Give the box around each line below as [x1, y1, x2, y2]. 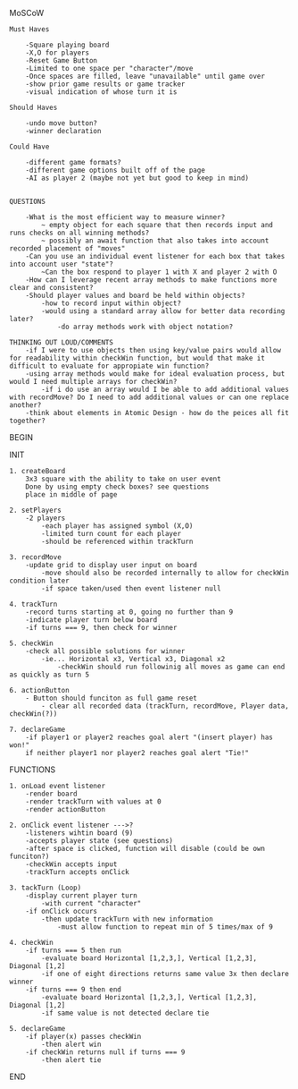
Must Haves [9, 25, 50, 34]
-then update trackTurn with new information [41, 915, 214, 923]
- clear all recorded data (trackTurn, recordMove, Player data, [41, 702, 290, 710]
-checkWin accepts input [25, 860, 118, 869]
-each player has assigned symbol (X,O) [41, 522, 194, 531]
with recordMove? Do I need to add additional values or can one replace [9, 393, 290, 402]
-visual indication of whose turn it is [25, 88, 178, 97]
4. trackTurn [9, 600, 58, 608]
